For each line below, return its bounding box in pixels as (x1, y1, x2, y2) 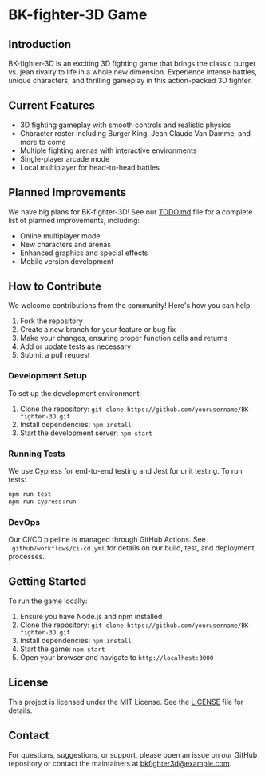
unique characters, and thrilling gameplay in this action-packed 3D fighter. (8, 76, 253, 85)
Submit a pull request (19, 350, 90, 360)
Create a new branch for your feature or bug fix (19, 325, 176, 334)
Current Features (8, 98, 96, 113)
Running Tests (8, 448, 65, 459)
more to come (19, 137, 66, 146)
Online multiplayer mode (19, 230, 101, 241)
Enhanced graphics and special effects (19, 248, 148, 258)
